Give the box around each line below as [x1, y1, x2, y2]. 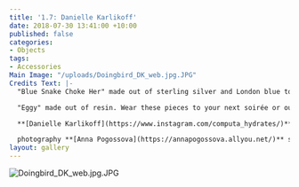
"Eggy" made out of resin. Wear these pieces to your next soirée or [17, 103, 280, 112]
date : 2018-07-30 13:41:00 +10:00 [9, 21, 138, 30]
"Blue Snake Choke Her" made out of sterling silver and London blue [17, 87, 280, 96]
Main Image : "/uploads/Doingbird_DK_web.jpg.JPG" [9, 71, 198, 80]
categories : [9, 37, 53, 47]
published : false [9, 29, 74, 38]
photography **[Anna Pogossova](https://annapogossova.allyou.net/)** [17, 135, 285, 144]
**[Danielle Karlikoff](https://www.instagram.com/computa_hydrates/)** [17, 119, 293, 129]
